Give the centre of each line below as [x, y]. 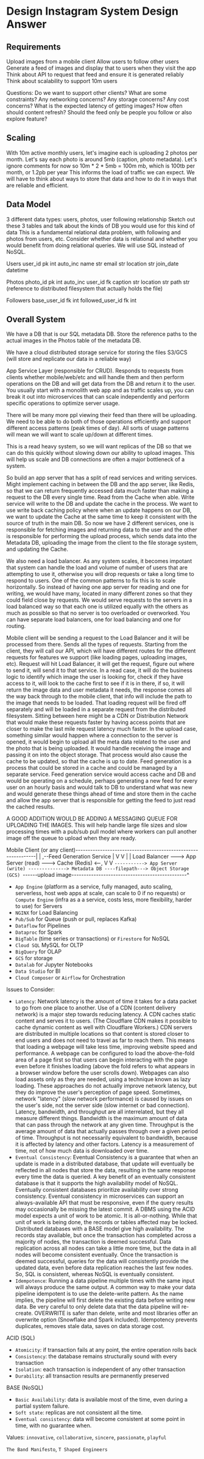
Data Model [29, 205]
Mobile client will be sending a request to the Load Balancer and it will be [98, 638]
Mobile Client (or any [33, 850]
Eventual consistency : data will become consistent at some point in [100, 1419]
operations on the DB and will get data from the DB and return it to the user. [101, 384]
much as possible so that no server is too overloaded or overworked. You [98, 613]
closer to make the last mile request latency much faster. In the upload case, [102, 729]
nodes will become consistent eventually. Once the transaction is [97, 1255]
